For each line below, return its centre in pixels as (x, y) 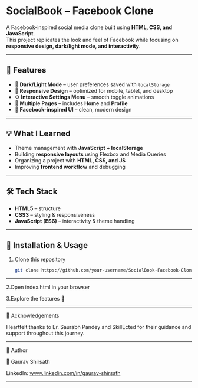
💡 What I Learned (38, 134)
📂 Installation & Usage (47, 245)
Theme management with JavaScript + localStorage (79, 148)
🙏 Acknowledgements (33, 316)
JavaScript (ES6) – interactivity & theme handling (75, 221)
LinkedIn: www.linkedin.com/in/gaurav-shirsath (63, 373)
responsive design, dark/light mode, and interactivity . (73, 46)
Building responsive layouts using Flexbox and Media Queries (90, 154)
